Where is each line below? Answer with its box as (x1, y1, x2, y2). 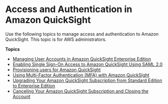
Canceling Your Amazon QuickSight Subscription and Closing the (12, 88, 149, 94)
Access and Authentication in (5, 4, 133, 15)
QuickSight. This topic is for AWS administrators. (5, 36, 107, 42)
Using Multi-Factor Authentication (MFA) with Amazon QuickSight (12, 72, 150, 78)
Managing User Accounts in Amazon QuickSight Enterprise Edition (12, 56, 151, 62)
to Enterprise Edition (12, 82, 56, 89)
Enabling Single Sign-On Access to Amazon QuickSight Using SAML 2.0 (12, 61, 163, 67)
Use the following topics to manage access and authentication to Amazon (5, 31, 159, 37)
